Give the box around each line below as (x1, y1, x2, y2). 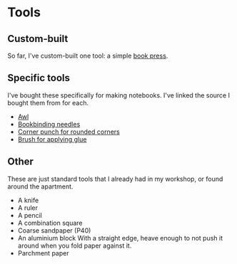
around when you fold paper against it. (17, 241, 132, 250)
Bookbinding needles (17, 120, 81, 128)
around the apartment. (7, 182, 74, 191)
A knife (17, 196, 39, 204)
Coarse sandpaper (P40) (17, 226, 91, 235)
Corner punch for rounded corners (17, 127, 120, 136)
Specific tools (7, 72, 70, 84)
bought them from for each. (7, 98, 89, 107)
